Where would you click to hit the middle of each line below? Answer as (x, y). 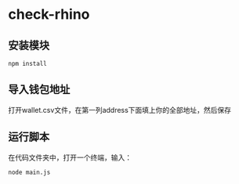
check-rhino (49, 14)
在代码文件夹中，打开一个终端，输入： (70, 157)
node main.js (29, 172)
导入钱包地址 (39, 90)
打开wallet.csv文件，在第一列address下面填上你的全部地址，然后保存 (120, 110)
